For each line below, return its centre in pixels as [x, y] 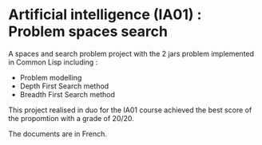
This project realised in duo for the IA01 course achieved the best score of [130, 110]
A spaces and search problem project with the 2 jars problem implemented [131, 53]
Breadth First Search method [67, 94]
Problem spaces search [88, 31]
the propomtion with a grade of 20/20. [71, 118]
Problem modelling [51, 77]
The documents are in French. [58, 134]
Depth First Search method [64, 86]
